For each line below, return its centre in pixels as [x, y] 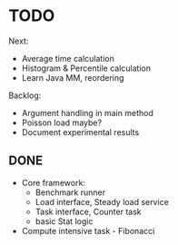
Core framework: [53, 182]
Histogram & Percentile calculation [86, 68]
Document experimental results [80, 132]
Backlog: [25, 95]
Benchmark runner [70, 192]
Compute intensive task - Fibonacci [88, 230]
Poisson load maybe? [61, 122]
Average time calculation [68, 58]
